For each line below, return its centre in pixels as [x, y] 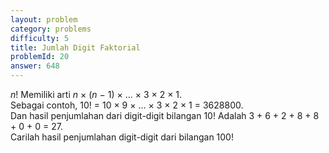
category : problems [51, 29]
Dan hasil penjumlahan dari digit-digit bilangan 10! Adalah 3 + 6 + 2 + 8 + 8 [165, 115]
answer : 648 [35, 66]
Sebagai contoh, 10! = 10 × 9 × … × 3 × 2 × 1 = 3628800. [127, 105]
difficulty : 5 [40, 38]
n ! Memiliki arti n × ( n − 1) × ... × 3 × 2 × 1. [96, 94]
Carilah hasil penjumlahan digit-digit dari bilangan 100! [122, 137]
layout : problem [44, 19]
